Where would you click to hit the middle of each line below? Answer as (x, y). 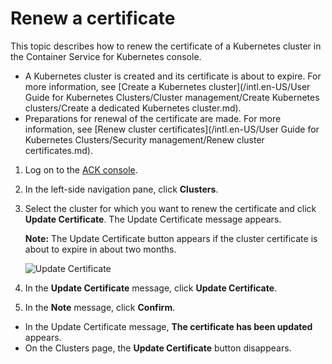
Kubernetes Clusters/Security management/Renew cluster (144, 139)
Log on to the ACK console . (81, 169)
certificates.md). (58, 150)
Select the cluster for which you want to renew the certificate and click (170, 208)
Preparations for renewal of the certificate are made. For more (153, 118)
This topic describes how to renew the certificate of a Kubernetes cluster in (166, 46)
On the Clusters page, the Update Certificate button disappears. (158, 348)
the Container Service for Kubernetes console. (106, 56)
